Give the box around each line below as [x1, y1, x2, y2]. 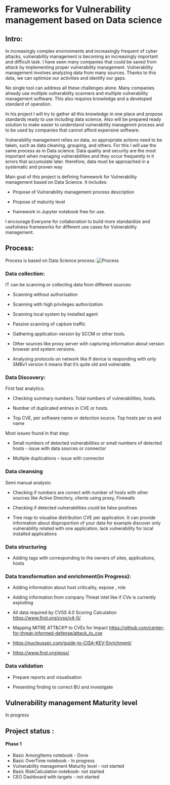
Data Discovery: [5, 374, 46, 381]
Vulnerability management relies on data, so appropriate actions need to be [5, 137, 162, 143]
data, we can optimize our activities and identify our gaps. [5, 75, 126, 81]
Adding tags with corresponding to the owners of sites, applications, [12, 555, 155, 561]
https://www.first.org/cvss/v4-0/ [12, 615, 81, 621]
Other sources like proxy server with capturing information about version [12, 341, 164, 347]
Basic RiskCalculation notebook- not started [12, 768, 105, 774]
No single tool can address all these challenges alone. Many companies [5, 85, 155, 91]
